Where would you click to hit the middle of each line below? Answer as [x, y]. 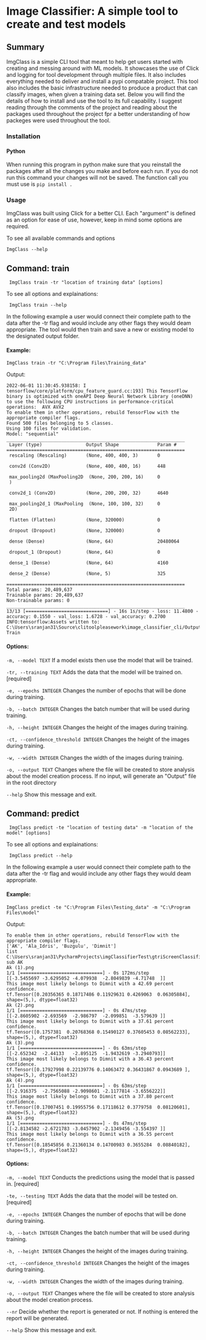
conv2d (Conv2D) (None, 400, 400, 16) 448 [87, 467]
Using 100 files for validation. [49, 429]
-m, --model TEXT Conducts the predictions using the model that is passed [101, 1177]
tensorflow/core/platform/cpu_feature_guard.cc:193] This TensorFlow [97, 391]
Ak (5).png [20, 1118]
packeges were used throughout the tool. [59, 120]
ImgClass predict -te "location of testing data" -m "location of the [101, 828]
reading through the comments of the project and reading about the [92, 107]
